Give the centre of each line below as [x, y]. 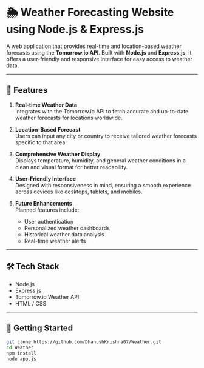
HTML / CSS [31, 303]
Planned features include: [47, 210]
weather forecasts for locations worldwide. [69, 118]
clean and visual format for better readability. [71, 167]
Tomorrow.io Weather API [47, 297]
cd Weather [20, 348]
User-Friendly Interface [45, 179]
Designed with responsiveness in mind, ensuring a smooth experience [103, 185]
